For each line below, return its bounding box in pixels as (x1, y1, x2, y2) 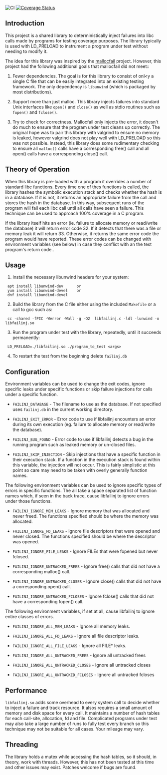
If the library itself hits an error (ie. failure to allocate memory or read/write (5, 220, 158, 226)
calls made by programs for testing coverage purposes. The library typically (5, 37, 161, 43)
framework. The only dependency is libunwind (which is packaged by (12, 83, 156, 89)
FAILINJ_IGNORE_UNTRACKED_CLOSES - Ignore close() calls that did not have (12, 578, 162, 584)
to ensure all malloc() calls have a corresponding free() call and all (12, 145, 150, 151)
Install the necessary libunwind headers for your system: (12, 274, 129, 280)
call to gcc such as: (12, 307, 52, 313)
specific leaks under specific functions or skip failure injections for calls (5, 386, 153, 392)
